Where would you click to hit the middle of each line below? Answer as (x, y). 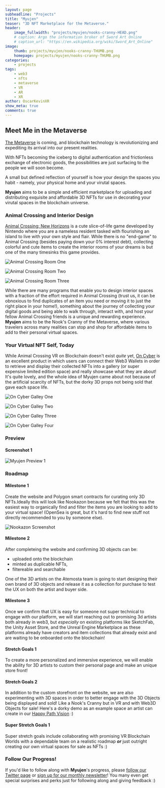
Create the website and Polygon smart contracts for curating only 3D (75, 497)
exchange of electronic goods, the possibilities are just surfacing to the (77, 162)
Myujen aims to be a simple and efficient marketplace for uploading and (78, 192)
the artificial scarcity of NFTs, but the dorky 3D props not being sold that (79, 382)
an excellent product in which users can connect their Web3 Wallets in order (82, 361)
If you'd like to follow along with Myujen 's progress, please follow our (76, 770)
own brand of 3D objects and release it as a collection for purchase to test (80, 584)
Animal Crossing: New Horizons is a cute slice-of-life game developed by (80, 226)
